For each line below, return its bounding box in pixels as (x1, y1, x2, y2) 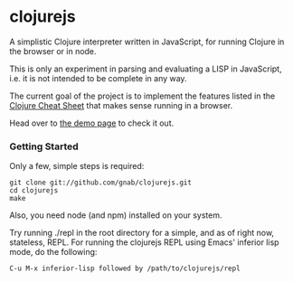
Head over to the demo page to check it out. (9, 117, 175, 128)
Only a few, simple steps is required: (9, 161, 145, 172)
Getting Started (9, 140, 79, 153)
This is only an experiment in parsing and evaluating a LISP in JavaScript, (9, 63, 282, 74)
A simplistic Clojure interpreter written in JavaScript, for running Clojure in (9, 36, 285, 47)
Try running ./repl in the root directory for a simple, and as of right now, (9, 228, 274, 239)
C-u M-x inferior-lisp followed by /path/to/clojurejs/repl (9, 264, 241, 273)
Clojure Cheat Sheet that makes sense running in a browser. (9, 99, 233, 110)
